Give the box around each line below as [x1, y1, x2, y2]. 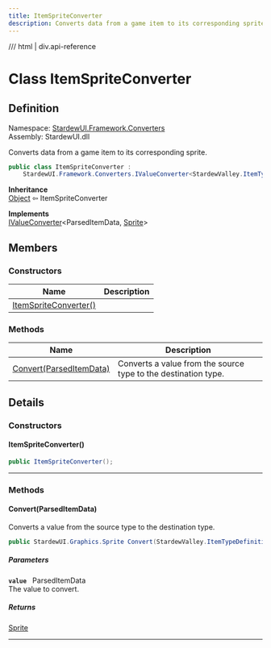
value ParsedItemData [8, 575, 86, 585]
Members [8, 241, 58, 255]
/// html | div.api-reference [8, 41, 97, 51]
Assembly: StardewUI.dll [8, 131, 90, 141]
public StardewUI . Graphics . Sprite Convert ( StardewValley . [8, 538, 207, 546]
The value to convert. [8, 584, 79, 593]
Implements [8, 209, 50, 218]
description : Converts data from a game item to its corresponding [8, 19, 240, 27]
